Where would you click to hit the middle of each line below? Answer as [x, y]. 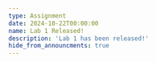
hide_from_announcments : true [59, 46]
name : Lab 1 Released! [46, 31]
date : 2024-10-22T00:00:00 [53, 23]
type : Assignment [37, 16]
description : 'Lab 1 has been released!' [79, 38]
